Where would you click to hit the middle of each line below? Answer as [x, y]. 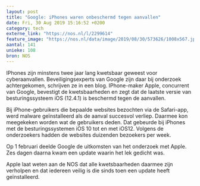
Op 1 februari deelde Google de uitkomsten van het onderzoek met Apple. [96, 146]
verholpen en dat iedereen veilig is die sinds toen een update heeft [88, 171]
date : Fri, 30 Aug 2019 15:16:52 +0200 [56, 23]
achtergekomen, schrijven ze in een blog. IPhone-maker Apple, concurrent [98, 85]
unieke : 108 [21, 51]
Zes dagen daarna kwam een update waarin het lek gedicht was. [85, 153]
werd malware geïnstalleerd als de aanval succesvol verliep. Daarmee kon [97, 116]
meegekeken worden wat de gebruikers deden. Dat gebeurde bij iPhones [96, 122]
